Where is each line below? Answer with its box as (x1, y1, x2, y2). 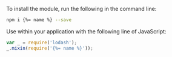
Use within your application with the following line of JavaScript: (6, 27, 167, 35)
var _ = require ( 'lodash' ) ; (6, 39, 78, 45)
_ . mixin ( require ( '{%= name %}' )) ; (6, 45, 94, 51)
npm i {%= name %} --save (6, 17, 71, 23)
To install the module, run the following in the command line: (6, 5, 157, 12)
